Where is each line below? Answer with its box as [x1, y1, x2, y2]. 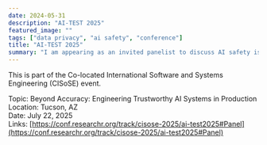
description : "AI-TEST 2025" [8, 19, 105, 27]
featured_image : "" [8, 26, 73, 34]
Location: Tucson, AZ [8, 102, 78, 112]
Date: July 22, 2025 [8, 111, 73, 120]
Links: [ [8, 120, 33, 128]
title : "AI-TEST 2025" [8, 41, 83, 49]
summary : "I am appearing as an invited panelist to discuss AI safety [8, 48, 250, 56]
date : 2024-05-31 [8, 11, 66, 20]
